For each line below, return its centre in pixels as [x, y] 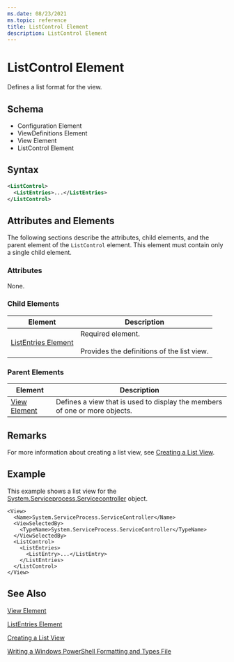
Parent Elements [36, 372]
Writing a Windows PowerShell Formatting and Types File [89, 651]
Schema [25, 109]
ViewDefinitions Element [52, 133]
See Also [27, 594]
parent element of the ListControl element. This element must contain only [115, 245]
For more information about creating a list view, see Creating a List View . [111, 452]
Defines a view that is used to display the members [139, 402]
